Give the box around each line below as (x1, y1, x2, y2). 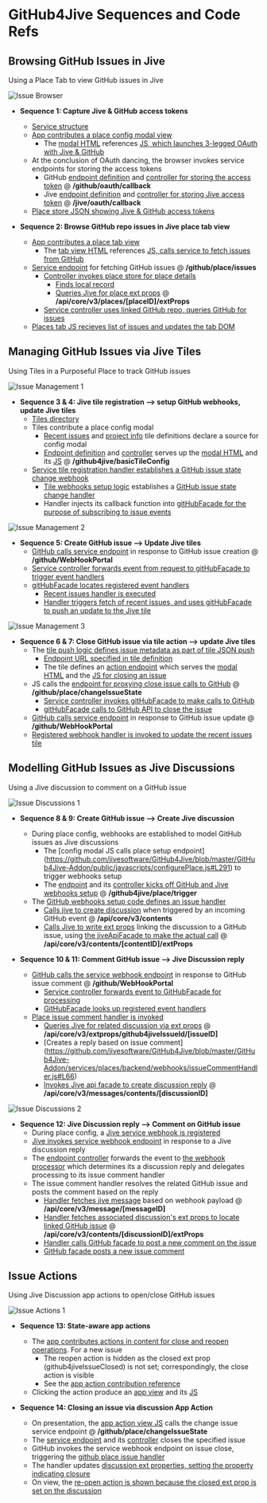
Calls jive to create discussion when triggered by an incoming (43, 905, 246, 914)
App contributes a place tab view (31, 237, 141, 246)
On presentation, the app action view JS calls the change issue (31, 1419, 238, 1428)
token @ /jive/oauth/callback (43, 198, 141, 207)
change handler (43, 490, 95, 500)
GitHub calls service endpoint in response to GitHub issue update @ (31, 712, 255, 722)
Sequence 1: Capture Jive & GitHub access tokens (19, 106, 188, 116)
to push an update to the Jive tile (43, 606, 151, 615)
